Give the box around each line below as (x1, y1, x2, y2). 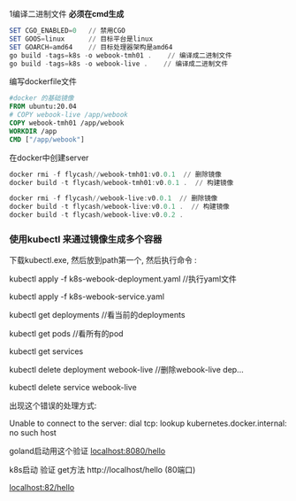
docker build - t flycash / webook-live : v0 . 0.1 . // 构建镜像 (9, 203, 230, 212)
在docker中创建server (9, 152, 89, 163)
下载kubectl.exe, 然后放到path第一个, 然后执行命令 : (9, 255, 197, 266)
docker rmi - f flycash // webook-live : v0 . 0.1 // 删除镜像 (9, 194, 218, 203)
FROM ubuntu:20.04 (9, 102, 77, 112)
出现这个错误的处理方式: (9, 400, 97, 411)
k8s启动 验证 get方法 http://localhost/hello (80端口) (9, 465, 196, 475)
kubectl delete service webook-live (9, 382, 137, 393)
